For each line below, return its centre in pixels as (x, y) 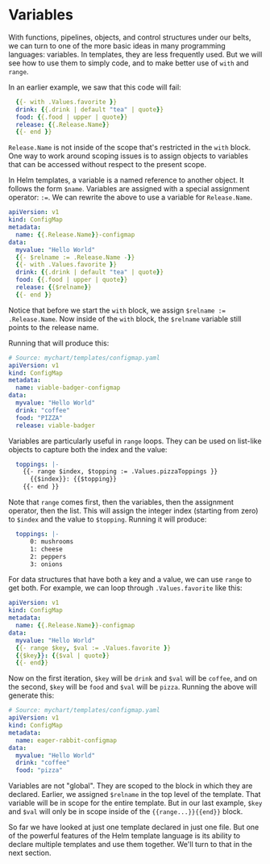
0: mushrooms (52, 541)
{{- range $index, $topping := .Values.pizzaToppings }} (120, 472)
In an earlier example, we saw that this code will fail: (95, 87)
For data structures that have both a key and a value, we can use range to (130, 580)
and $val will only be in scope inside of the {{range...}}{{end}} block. (126, 812)
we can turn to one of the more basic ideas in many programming (117, 45)
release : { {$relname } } (54, 287)
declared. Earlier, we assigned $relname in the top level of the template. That (135, 795)
